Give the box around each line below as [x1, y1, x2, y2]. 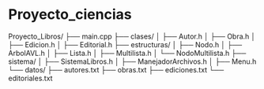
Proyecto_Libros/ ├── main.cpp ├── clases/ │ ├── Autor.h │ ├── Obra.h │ [8, 32, 256, 41]
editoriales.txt [8, 73, 53, 83]
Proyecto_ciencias [8, 6, 132, 24]
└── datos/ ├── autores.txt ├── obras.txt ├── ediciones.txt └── [8, 65, 224, 74]
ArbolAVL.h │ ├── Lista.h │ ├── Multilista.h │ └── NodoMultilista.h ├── [8, 48, 247, 57]
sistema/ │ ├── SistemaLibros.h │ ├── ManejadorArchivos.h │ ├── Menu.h [8, 57, 257, 66]
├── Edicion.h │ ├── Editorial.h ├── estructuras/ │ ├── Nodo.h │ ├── [8, 39, 243, 49]
